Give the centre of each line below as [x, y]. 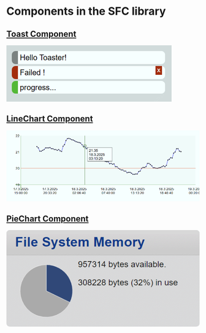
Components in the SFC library [86, 11]
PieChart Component [48, 219]
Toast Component [41, 34]
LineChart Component [50, 119]
